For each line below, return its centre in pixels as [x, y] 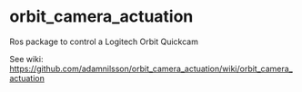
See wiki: [26, 59]
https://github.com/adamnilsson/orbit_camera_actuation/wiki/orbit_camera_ [151, 69]
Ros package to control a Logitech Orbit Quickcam [104, 41]
